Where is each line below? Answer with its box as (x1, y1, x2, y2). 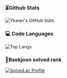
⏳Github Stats (5, 4, 40, 11)
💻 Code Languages (5, 30, 54, 37)
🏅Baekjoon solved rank (5, 56, 62, 63)
